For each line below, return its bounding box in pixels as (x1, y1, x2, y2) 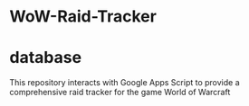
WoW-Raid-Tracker (9, 6, 157, 27)
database (9, 48, 82, 68)
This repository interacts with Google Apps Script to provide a (9, 77, 240, 88)
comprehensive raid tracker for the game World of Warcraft (9, 87, 231, 98)
